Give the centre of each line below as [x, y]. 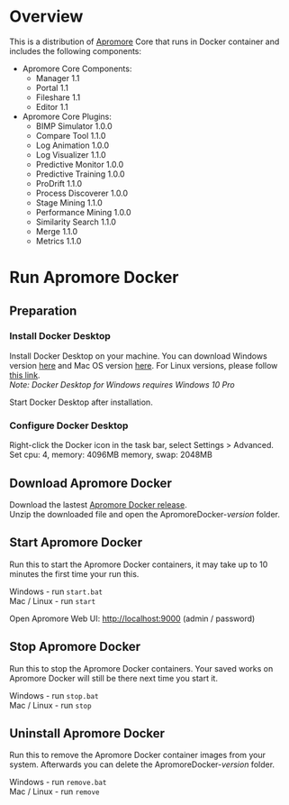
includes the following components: [76, 50]
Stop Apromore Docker [75, 647]
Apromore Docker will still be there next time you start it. [114, 678]
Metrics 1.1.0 [59, 241]
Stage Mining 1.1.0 [69, 202]
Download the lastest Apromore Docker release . [98, 504]
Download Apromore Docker [91, 483]
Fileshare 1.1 [58, 97]
